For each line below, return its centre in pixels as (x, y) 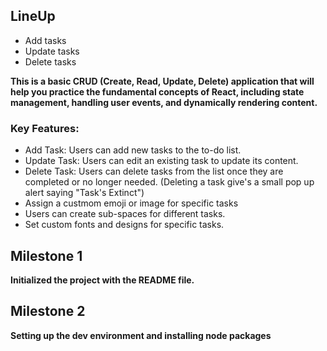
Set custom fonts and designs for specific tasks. (124, 225)
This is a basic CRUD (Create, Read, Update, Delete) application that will (162, 81)
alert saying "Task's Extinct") (84, 193)
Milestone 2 (48, 311)
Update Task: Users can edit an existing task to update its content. (161, 161)
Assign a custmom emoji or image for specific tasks (131, 203)
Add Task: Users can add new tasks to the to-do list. (133, 150)
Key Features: (45, 128)
